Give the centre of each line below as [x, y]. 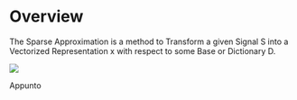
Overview [46, 17]
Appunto [26, 85]
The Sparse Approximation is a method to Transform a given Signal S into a [149, 41]
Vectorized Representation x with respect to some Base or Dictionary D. [143, 50]
